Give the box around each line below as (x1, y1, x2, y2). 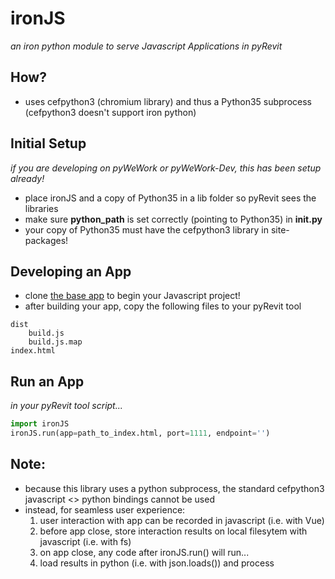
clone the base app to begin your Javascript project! (24, 290, 241, 302)
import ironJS (10, 419, 70, 429)
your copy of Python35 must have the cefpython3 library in (24, 223, 270, 236)
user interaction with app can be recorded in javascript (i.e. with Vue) (39, 514, 325, 526)
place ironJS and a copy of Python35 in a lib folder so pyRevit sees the (24, 192, 317, 204)
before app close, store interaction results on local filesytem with (39, 525, 308, 537)
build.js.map (28, 337, 83, 347)
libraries (24, 202, 59, 214)
